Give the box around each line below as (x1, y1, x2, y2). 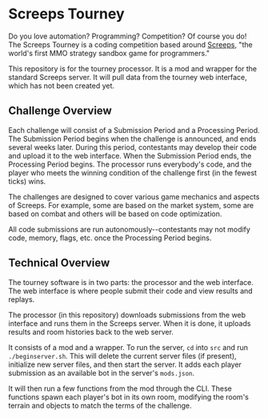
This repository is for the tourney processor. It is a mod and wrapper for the (8, 63, 258, 73)
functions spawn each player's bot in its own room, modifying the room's (8, 392, 250, 401)
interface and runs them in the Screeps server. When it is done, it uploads (8, 318, 251, 328)
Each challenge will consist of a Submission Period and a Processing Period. (8, 125, 260, 135)
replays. (8, 294, 35, 304)
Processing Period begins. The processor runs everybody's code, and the (8, 159, 252, 169)
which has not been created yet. (8, 81, 114, 90)
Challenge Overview (8, 104, 112, 118)
